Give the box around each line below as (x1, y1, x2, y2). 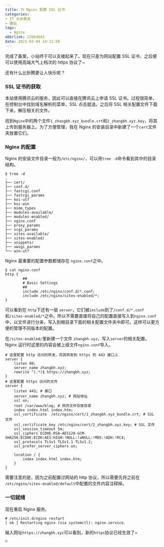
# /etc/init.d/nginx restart (5, 516, 65, 521)
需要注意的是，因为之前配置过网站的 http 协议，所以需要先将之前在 (5, 474, 140, 480)
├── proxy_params (5, 223, 41, 228)
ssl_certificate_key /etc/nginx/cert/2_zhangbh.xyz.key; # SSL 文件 (14, 423, 155, 427)
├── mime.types (5, 206, 36, 211)
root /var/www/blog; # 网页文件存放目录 (14, 403, 92, 408)
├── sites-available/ (5, 231, 49, 237)
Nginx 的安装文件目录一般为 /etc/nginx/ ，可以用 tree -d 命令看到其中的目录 (5, 155, 157, 162)
